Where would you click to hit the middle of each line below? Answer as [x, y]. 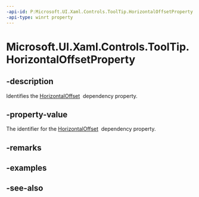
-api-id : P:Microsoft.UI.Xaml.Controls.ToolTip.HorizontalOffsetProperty [100, 12]
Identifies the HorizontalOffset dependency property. [72, 96]
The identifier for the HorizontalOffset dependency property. [81, 129]
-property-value [37, 114]
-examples [27, 168]
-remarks [24, 148]
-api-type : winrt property [40, 17]
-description [30, 81]
